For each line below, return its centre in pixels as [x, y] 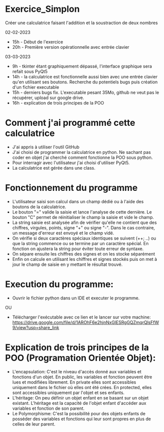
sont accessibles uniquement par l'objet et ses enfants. [68, 393]
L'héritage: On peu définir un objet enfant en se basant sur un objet [80, 397]
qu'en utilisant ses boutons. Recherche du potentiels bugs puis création [85, 82]
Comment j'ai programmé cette [70, 123]
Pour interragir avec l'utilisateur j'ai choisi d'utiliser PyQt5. [71, 162]
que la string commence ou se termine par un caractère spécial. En [80, 243]
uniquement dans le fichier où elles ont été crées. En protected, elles [82, 387]
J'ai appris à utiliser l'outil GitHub [46, 147]
